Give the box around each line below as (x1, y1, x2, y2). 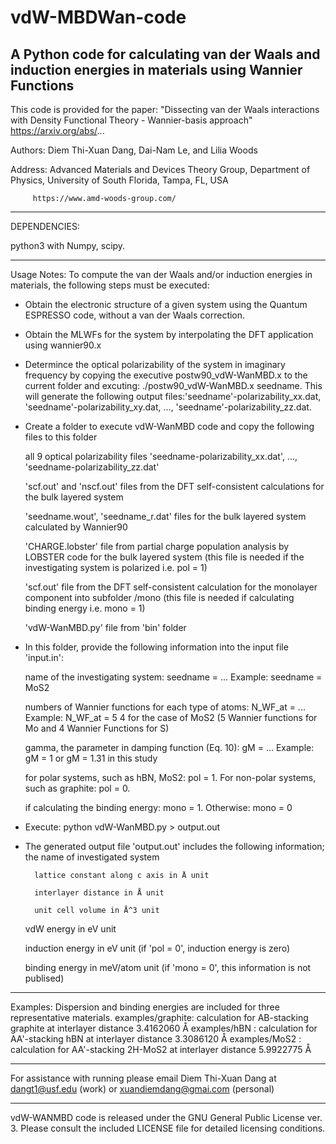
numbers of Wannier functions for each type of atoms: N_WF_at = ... (24, 701, 306, 713)
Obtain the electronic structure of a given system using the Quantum (24, 299, 308, 310)
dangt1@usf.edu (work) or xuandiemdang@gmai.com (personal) (10, 1083, 275, 1095)
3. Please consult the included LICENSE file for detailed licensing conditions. (10, 1122, 326, 1134)
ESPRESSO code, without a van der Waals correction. (24, 309, 246, 321)
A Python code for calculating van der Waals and (10, 46, 321, 63)
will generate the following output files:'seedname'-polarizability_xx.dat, (24, 391, 322, 402)
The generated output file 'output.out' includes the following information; (24, 841, 325, 852)
